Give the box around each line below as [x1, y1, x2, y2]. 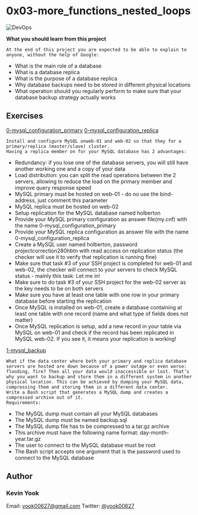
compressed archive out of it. [6, 394, 84, 401]
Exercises [6, 111, 43, 121]
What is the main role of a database [14, 62, 102, 69]
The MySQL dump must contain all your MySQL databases [14, 410, 158, 417]
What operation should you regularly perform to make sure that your [14, 87, 182, 94]
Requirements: [6, 399, 41, 405]
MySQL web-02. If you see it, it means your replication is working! [14, 335, 177, 342]
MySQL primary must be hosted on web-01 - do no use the [14, 190, 159, 197]
